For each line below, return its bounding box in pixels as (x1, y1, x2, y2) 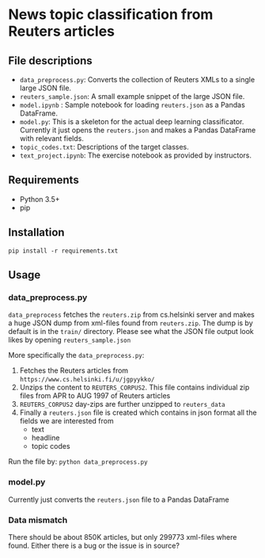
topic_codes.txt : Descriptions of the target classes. (19, 142, 190, 151)
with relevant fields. (19, 134, 85, 143)
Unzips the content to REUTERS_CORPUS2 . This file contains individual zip (19, 382, 250, 393)
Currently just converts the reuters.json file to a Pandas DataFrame (8, 495, 229, 504)
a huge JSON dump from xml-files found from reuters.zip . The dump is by (8, 318, 253, 328)
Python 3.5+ (19, 194, 61, 203)
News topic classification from (8, 6, 214, 24)
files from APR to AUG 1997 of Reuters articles (19, 391, 171, 400)
